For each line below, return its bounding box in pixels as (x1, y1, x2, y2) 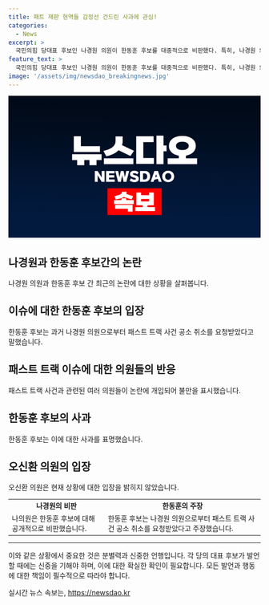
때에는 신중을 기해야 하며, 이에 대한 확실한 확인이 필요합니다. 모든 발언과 (16, 560, 241, 570)
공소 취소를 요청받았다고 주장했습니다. (115, 524, 234, 534)
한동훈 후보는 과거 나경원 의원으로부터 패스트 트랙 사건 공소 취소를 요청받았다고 (8, 327, 255, 336)
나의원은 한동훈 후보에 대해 (11, 514, 95, 523)
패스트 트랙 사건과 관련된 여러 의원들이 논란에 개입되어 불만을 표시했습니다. (8, 385, 242, 395)
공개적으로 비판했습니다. (11, 524, 87, 534)
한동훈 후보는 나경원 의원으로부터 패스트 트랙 (107, 514, 247, 523)
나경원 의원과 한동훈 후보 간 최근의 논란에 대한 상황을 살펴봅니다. (8, 278, 210, 288)
